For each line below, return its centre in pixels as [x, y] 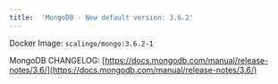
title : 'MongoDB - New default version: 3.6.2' [101, 17]
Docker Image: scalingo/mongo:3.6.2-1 [81, 43]
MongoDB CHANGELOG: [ [57, 60]
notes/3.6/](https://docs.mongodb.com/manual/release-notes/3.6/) [133, 70]
